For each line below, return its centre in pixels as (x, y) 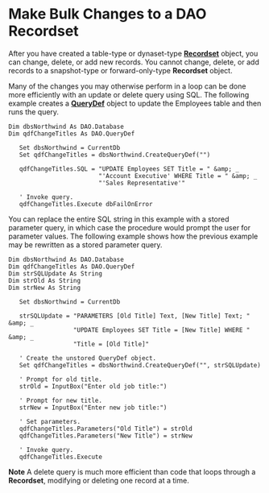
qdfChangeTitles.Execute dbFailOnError (86, 204)
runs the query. (33, 112)
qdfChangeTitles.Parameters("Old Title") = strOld (106, 429)
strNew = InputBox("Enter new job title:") (93, 408)
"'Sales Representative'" (141, 183)
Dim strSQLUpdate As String (56, 273)
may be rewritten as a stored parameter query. (85, 244)
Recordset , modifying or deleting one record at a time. (99, 480)
